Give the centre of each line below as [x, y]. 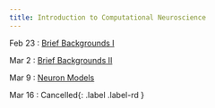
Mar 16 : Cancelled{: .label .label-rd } [77, 95]
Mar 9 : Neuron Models [52, 78]
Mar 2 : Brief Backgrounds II [61, 60]
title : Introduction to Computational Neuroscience [107, 17]
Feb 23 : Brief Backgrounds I [62, 43]
